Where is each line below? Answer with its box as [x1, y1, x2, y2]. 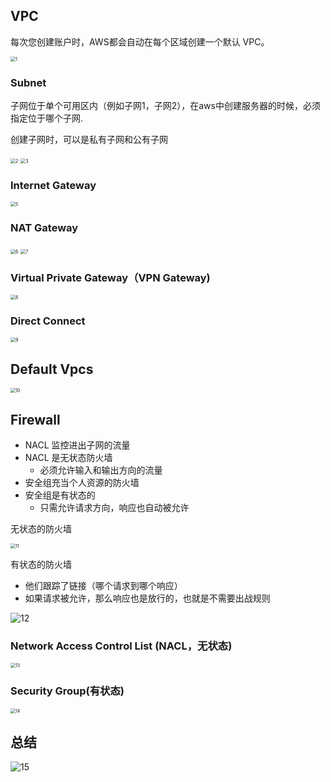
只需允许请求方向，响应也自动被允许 [39, 501, 190, 513]
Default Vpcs [10, 360, 94, 378]
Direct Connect [10, 314, 86, 328]
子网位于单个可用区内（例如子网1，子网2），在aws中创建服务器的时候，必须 [10, 100, 321, 112]
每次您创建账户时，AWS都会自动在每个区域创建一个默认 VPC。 [10, 35, 270, 48]
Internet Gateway [10, 179, 97, 193]
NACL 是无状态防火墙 [24, 451, 113, 463]
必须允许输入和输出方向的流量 [39, 464, 163, 476]
